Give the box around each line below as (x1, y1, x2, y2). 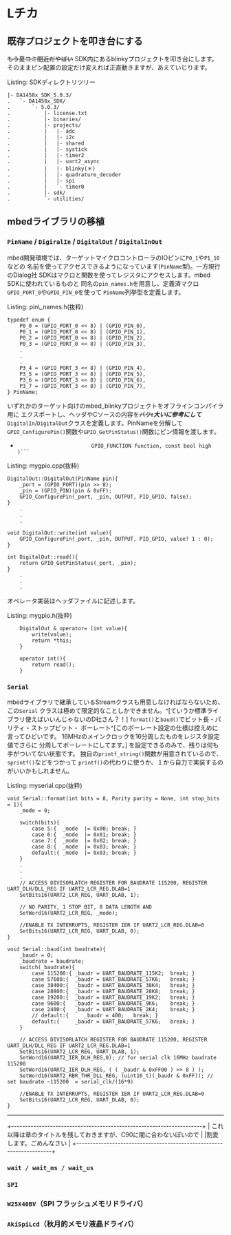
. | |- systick (7, 146, 88, 153)
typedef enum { (7, 316, 51, 323)
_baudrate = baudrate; (19, 957, 85, 964)
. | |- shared (7, 140, 85, 147)
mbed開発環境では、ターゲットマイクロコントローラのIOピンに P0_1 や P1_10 (7, 253, 220, 262)
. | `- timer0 (7, 183, 85, 190)
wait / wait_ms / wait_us (7, 1164, 94, 1172)
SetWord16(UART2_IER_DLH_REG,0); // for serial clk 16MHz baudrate (19, 1054, 217, 1061)
